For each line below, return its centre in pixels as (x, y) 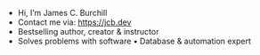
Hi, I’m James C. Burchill (62, 13)
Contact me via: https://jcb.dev (74, 22)
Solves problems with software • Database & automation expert (134, 41)
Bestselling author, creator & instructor (88, 31)
